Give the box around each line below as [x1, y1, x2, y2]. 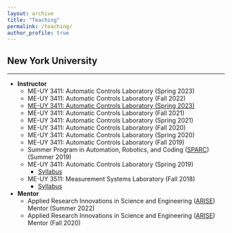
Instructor [17, 80, 47, 88]
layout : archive [7, 10, 54, 17]
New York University [7, 54, 98, 66]
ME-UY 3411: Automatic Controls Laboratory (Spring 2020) [27, 131, 195, 139]
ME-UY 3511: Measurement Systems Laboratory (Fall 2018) [27, 175, 195, 183]
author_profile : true [7, 29, 70, 37]
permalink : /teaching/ [7, 23, 72, 30]
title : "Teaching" [7, 17, 60, 23]
